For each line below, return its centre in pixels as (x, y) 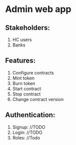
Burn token (24, 83)
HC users (22, 39)
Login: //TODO (27, 132)
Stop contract (26, 94)
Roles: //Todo (26, 137)
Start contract (27, 88)
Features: (20, 61)
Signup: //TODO (29, 127)
